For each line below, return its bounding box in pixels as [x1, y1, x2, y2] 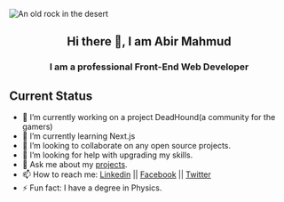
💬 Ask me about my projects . [21, 159, 128, 170]
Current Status [9, 88, 93, 103]
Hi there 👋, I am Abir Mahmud [67, 34, 232, 49]
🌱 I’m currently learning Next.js [21, 131, 136, 141]
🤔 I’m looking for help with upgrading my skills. [21, 149, 193, 160]
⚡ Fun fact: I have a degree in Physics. [21, 182, 162, 193]
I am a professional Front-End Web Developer [49, 61, 249, 73]
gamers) [21, 121, 53, 133]
